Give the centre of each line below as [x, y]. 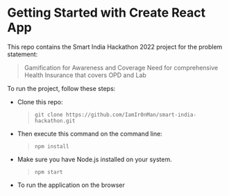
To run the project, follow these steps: [61, 88]
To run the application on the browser [71, 185]
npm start [49, 172]
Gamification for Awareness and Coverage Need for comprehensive [121, 67]
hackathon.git [55, 121]
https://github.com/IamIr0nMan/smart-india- [131, 115]
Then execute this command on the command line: [90, 133]
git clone [49, 115]
